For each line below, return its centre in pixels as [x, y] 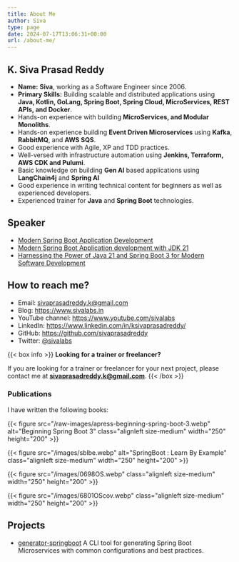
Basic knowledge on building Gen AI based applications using [108, 170]
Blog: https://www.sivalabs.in [61, 310]
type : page [24, 27]
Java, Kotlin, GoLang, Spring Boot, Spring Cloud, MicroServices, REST [123, 101]
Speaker [26, 223]
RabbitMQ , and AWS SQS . [57, 139]
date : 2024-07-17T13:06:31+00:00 [57, 34]
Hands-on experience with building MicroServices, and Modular [113, 117]
